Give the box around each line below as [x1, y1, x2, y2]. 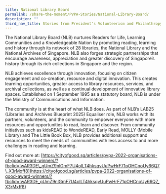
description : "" [5, 16, 39, 21]
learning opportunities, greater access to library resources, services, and [5, 81, 154, 87]
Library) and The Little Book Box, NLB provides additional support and [5, 132, 148, 138]
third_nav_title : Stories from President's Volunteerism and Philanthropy [5, 21, 163, 26]
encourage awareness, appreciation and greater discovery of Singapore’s [5, 55, 155, 62]
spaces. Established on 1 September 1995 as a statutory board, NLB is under [5, 91, 161, 97]
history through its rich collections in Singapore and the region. [5, 61, 133, 67]
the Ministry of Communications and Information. [5, 97, 105, 103]
